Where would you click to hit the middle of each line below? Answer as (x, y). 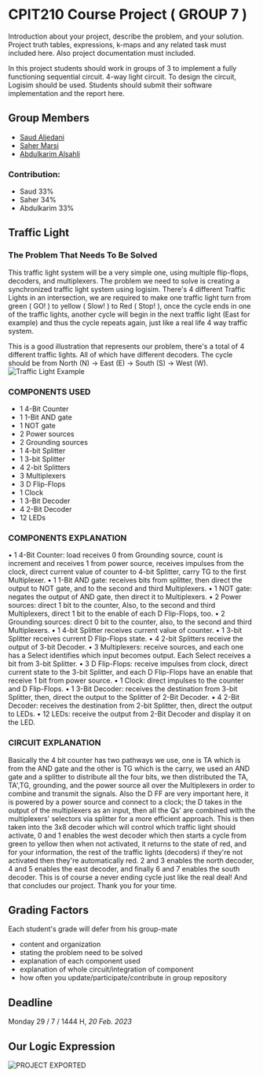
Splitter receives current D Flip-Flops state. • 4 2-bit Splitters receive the (126, 638)
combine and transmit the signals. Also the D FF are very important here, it (128, 794)
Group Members (49, 118)
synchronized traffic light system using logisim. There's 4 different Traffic (127, 289)
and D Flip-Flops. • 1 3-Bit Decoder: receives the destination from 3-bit (123, 689)
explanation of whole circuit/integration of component (106, 969)
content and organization (60, 944)
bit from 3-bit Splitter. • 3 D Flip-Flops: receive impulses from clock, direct (128, 664)
